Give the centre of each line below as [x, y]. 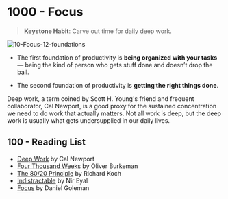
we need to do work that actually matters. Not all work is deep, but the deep [114, 113]
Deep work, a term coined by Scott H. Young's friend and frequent [101, 98]
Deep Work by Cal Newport [55, 159]
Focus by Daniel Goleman [53, 188]
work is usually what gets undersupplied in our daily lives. [88, 120]
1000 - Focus [45, 12]
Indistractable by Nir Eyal [52, 180]
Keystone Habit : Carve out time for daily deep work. [98, 31]
